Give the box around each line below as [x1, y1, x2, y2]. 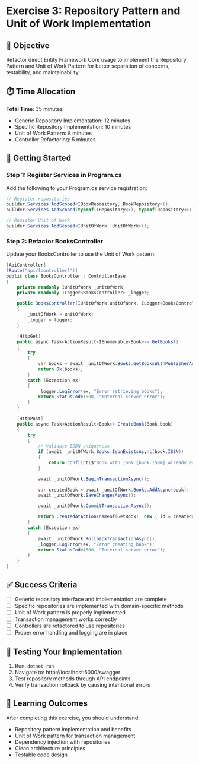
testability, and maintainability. [6, 69, 80, 75]
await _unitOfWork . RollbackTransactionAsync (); [37, 535, 158, 541]
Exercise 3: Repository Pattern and [6, 4, 181, 18]
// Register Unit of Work [6, 218, 70, 224]
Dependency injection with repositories [14, 738, 111, 746]
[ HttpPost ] [17, 416, 44, 422]
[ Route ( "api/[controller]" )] [6, 268, 78, 274]
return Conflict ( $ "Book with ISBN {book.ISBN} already [48, 460, 187, 466]
